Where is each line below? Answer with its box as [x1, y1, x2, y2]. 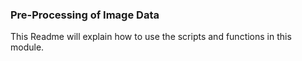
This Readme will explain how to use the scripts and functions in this [10, 31, 292, 43]
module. [10, 41, 45, 53]
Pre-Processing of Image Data [10, 8, 160, 22]
